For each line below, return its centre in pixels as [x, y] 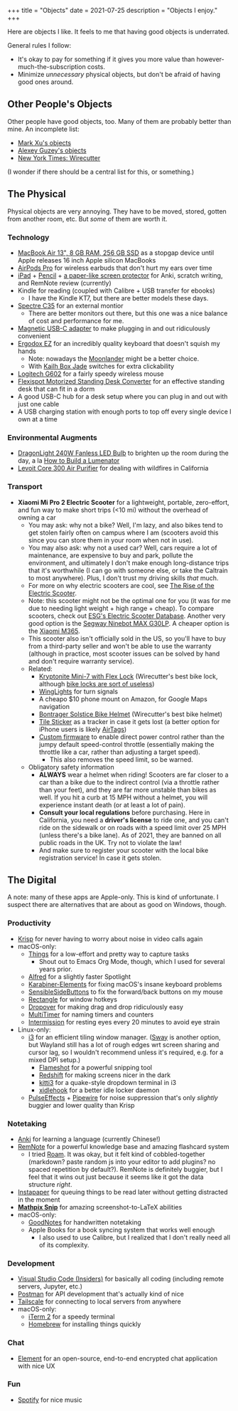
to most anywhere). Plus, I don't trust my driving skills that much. [123, 578]
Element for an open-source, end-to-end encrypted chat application [118, 1358]
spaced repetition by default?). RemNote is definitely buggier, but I [125, 1169]
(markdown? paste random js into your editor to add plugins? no [122, 1161]
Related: [40, 668]
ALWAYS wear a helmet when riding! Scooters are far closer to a [134, 775]
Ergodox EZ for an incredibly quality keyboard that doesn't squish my [119, 343]
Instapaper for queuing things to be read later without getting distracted [123, 1192]
